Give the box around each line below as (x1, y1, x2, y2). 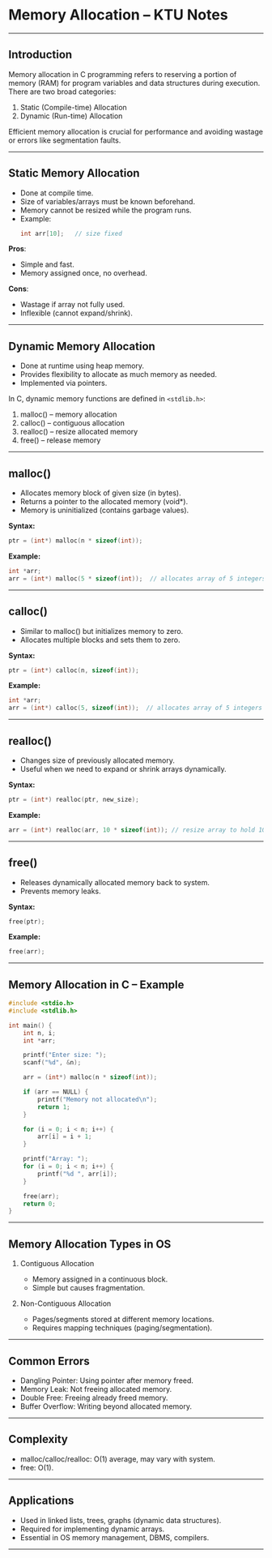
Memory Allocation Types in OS (8, 1237, 172, 1251)
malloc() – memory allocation (19, 409, 117, 419)
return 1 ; (37, 1102, 70, 1111)
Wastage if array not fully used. (19, 300, 125, 310)
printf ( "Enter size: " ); (23, 1051, 107, 1059)
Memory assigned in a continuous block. (32, 1274, 168, 1284)
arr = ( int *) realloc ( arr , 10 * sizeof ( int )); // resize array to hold (8, 825, 256, 834)
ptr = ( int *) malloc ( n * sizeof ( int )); (8, 537, 143, 545)
